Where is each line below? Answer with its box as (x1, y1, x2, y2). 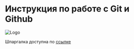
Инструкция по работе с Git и (5, 3, 130, 14)
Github (5, 13, 33, 24)
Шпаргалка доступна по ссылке (5, 38, 71, 44)
